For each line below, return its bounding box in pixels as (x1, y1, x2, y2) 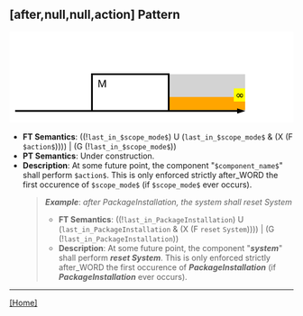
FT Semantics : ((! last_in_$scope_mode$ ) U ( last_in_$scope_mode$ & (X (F (22, 131, 293, 142)
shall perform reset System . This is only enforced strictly (58, 252, 271, 264)
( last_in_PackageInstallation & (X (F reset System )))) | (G (58, 224, 275, 235)
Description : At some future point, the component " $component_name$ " (22, 160, 283, 171)
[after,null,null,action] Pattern (9, 7, 180, 23)
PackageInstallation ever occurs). (58, 272, 188, 283)
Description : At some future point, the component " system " (58, 243, 283, 254)
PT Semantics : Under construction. (22, 150, 155, 161)
